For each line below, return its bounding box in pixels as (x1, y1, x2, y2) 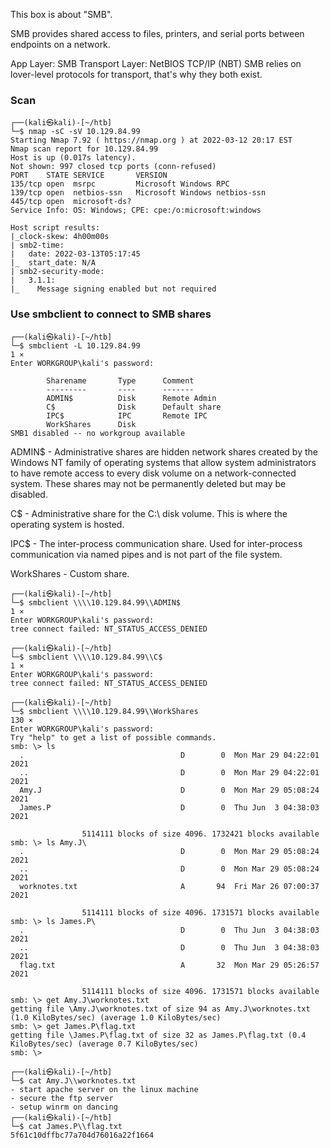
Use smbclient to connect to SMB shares (10, 307, 212, 321)
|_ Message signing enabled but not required (10, 284, 217, 294)
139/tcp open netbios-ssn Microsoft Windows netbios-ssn (10, 188, 267, 198)
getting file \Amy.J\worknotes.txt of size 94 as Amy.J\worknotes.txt (10, 1004, 311, 1014)
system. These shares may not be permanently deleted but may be (10, 477, 287, 489)
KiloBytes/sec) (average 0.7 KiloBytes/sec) (10, 1039, 199, 1049)
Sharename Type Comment (46, 375, 195, 386)
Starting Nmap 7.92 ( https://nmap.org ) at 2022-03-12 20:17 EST (10, 135, 293, 146)
